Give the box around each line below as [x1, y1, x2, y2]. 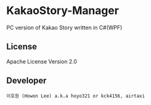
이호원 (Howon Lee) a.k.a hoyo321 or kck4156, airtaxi [6, 93, 145, 99]
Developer [6, 76, 47, 86]
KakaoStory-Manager [6, 4, 119, 18]
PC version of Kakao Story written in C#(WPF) [6, 24, 122, 31]
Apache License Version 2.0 [6, 57, 78, 65]
